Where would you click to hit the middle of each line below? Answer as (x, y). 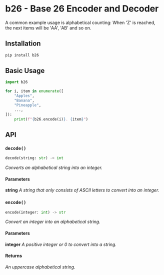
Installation (23, 44)
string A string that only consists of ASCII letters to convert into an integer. (82, 190)
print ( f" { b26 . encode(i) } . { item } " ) (51, 119)
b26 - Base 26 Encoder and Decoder (82, 9)
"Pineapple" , (28, 105)
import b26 (16, 82)
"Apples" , (24, 96)
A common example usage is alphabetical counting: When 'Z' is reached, (80, 22)
